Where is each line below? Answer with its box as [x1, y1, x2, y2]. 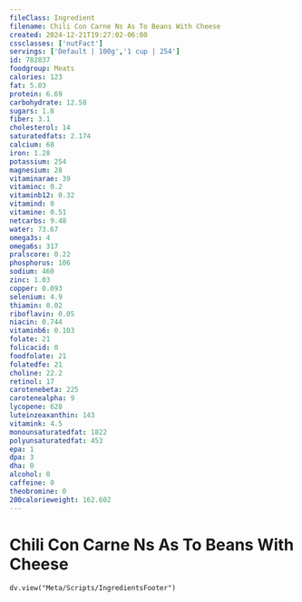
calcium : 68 [9, 140, 54, 149]
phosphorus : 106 [9, 258, 71, 268]
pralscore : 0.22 [9, 250, 71, 259]
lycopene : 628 [9, 402, 63, 412]
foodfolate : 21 [9, 351, 67, 360]
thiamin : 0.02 [9, 301, 63, 310]
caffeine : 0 [9, 478, 54, 487]
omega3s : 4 [9, 233, 51, 242]
